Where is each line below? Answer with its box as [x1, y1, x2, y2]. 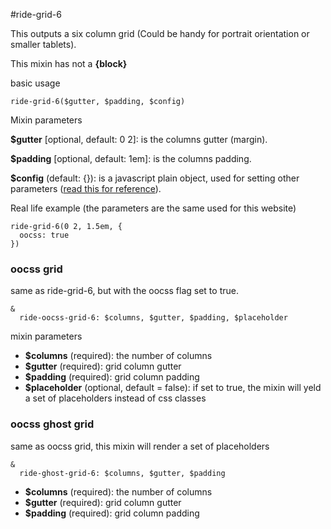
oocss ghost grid [10, 417, 95, 431]
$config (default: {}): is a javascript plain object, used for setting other [10, 172, 300, 184]
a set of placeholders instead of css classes [24, 392, 207, 404]
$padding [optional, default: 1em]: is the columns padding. [10, 153, 252, 164]
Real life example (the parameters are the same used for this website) [10, 202, 297, 214]
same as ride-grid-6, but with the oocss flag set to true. [10, 285, 239, 297]
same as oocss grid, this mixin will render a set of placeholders [10, 440, 270, 452]
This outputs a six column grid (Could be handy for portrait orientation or [10, 28, 310, 39]
